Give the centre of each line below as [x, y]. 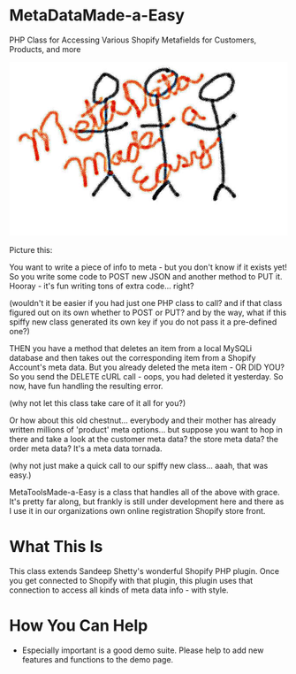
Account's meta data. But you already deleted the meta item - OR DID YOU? [147, 367]
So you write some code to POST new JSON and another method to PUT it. [146, 276]
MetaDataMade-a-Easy [97, 15]
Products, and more [45, 49]
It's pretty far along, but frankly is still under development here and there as [147, 502]
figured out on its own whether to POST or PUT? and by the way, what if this [148, 312]
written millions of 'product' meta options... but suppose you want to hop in [146, 429]
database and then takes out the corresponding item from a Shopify [133, 357]
